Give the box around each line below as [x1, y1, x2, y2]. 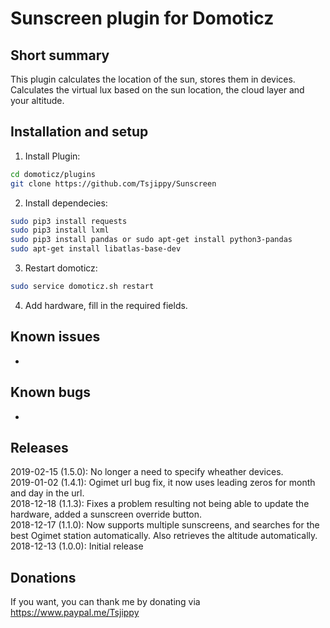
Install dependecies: [24, 197, 108, 209]
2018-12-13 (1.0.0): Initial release [10, 540, 144, 552]
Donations [10, 569, 77, 586]
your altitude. [10, 95, 65, 106]
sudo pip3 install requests [10, 216, 128, 226]
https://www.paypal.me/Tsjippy [10, 607, 140, 619]
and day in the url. [10, 487, 85, 499]
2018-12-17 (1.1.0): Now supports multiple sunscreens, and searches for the [10, 519, 320, 531]
